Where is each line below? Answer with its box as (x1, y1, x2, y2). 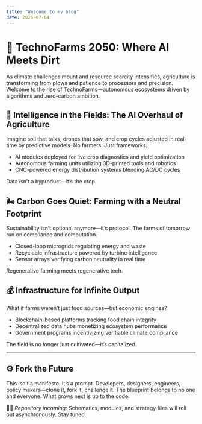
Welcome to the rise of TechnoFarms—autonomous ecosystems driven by (6, 86, 190, 93)
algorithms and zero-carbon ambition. (6, 92, 100, 100)
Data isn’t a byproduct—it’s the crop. (6, 178, 97, 185)
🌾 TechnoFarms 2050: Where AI (6, 40, 170, 54)
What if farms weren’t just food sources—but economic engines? (6, 304, 167, 311)
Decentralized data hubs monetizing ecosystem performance (14, 322, 167, 329)
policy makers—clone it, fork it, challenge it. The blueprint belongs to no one (6, 386, 195, 393)
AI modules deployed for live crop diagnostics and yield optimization (14, 153, 185, 160)
